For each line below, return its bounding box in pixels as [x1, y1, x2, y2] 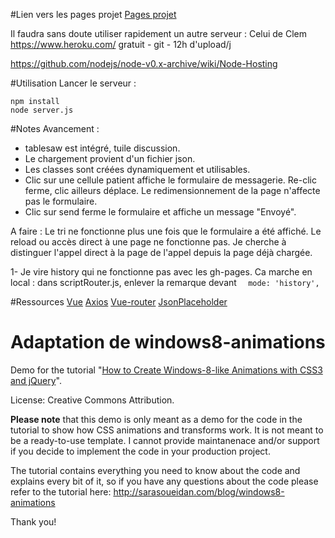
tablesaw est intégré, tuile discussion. [24, 142, 181, 154]
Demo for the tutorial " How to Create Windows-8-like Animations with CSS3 [10, 364, 323, 376]
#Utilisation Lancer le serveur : [10, 77, 137, 89]
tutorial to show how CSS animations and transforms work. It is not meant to [10, 424, 324, 436]
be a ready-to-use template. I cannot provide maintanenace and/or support [10, 434, 320, 446]
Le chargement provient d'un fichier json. [24, 153, 196, 164]
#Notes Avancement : [10, 123, 100, 134]
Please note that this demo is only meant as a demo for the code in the [10, 413, 303, 425]
